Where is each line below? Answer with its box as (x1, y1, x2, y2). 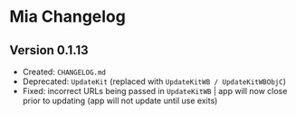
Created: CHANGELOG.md (22, 66, 107, 77)
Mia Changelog (9, 6, 127, 27)
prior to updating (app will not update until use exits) (22, 95, 218, 106)
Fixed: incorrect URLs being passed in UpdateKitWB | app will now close (22, 86, 288, 96)
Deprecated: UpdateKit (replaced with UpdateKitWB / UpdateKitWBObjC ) (22, 76, 287, 87)
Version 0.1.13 (9, 43, 89, 58)
